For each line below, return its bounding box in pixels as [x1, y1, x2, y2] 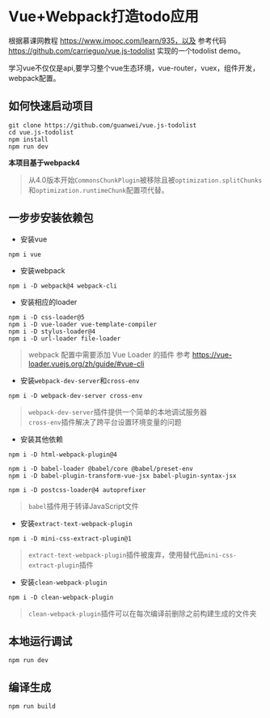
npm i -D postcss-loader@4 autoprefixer [8, 485, 147, 494]
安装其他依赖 [19, 434, 63, 444]
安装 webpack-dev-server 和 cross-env [19, 375, 140, 385]
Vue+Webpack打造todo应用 [8, 7, 200, 26]
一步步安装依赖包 [8, 212, 94, 225]
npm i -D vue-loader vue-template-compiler [8, 320, 158, 328]
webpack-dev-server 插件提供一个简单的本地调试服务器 [27, 407, 208, 417]
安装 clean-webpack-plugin [19, 577, 108, 587]
